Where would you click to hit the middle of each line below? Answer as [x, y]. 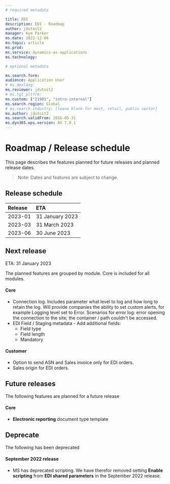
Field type [31, 329]
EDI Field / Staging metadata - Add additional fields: [67, 323]
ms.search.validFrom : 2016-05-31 [41, 118]
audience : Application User [35, 80]
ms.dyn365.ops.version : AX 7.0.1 [41, 123]
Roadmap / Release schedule [68, 148]
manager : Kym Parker [27, 34]
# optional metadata [27, 66]
